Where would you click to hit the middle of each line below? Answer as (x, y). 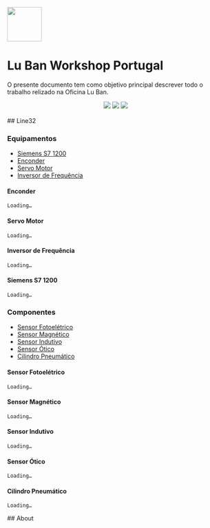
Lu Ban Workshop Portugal (85, 66)
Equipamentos (32, 138)
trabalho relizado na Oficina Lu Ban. (58, 91)
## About (21, 518)
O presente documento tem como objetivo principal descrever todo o (105, 85)
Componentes (32, 312)
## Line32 (22, 120)
